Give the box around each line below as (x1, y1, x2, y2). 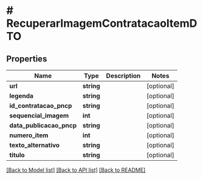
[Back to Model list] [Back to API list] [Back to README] (6, 166, 146, 174)
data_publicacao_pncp (9, 121, 77, 129)
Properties (6, 53, 47, 64)
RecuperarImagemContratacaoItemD (6, 16, 198, 30)
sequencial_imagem (9, 112, 69, 120)
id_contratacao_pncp (9, 101, 72, 110)
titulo (9, 151, 26, 159)
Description (106, 72, 141, 79)
